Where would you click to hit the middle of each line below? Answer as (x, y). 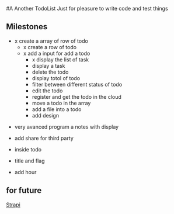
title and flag (29, 161)
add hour (25, 172)
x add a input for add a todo (57, 53)
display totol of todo (56, 78)
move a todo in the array (61, 103)
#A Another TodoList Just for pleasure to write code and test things (87, 8)
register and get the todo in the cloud (76, 96)
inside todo (28, 149)
